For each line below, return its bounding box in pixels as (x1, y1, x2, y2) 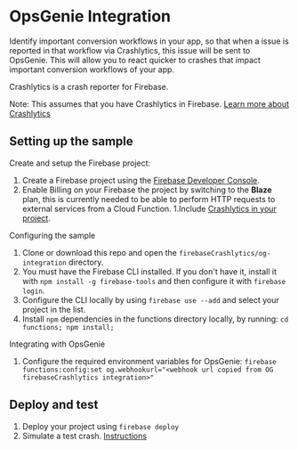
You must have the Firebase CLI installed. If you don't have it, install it (21, 265, 278, 277)
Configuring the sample (9, 230, 96, 241)
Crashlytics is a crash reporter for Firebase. (9, 81, 169, 92)
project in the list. (21, 304, 86, 314)
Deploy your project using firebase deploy (21, 420, 180, 431)
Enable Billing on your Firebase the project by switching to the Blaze (21, 184, 273, 195)
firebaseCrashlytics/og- (179, 249, 271, 257)
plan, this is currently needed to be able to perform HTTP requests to (21, 193, 276, 204)
